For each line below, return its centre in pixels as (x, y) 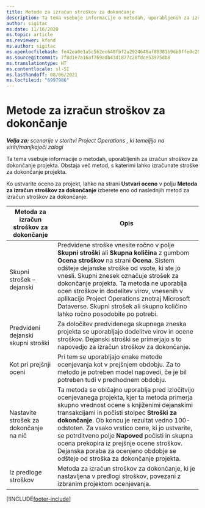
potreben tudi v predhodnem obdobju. (112, 380)
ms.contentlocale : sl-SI (38, 69)
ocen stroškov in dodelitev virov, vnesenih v (120, 291)
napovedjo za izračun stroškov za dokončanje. (124, 347)
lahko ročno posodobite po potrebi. (108, 314)
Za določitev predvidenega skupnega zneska (122, 324)
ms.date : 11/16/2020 (33, 29)
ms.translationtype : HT (37, 63)
